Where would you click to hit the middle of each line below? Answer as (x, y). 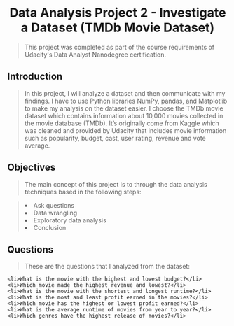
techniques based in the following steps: (83, 192)
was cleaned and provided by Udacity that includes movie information (125, 130)
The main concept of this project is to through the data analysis (116, 184)
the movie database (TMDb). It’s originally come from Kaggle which (122, 123)
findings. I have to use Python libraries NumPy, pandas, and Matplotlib (126, 101)
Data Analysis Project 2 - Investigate (118, 13)
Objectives (32, 168)
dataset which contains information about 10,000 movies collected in (124, 115)
